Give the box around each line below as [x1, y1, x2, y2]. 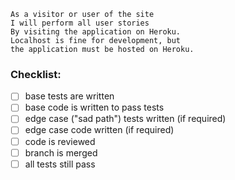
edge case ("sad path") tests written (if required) [24, 113, 227, 125]
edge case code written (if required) [24, 124, 175, 136]
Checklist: [10, 67, 62, 81]
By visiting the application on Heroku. [10, 27, 182, 37]
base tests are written [24, 90, 115, 102]
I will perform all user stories [10, 18, 150, 28]
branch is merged [24, 146, 98, 159]
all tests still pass [24, 158, 96, 170]
